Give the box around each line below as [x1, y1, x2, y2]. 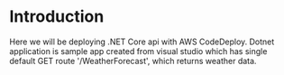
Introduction [9, 6, 105, 27]
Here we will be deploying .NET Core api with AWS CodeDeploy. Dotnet [9, 36, 275, 47]
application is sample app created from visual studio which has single [9, 45, 268, 56]
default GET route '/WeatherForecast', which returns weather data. [9, 55, 257, 66]
